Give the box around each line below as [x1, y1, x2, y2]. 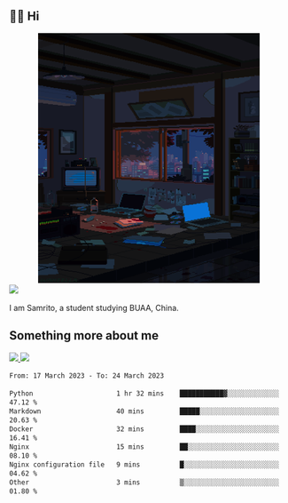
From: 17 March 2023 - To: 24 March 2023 [9, 371, 165, 380]
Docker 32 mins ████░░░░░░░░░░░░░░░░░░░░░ [9, 424, 279, 434]
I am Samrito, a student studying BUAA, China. [9, 302, 179, 313]
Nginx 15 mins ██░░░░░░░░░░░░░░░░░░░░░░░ [9, 442, 279, 451]
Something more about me [9, 328, 160, 343]
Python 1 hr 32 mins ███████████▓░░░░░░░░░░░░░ [9, 388, 279, 398]
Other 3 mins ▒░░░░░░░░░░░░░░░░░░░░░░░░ [9, 477, 279, 487]
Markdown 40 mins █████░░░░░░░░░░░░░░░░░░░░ [9, 406, 279, 416]
